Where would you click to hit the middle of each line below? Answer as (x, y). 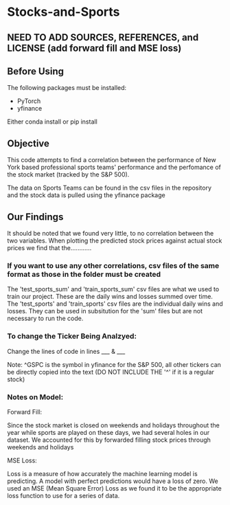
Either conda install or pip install (52, 122)
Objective (28, 143)
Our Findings (35, 217)
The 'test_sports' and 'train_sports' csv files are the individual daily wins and (115, 304)
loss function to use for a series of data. (64, 495)
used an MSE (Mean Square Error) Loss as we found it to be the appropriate (114, 488)
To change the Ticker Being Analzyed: (72, 336)
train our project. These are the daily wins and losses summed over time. (110, 297)
